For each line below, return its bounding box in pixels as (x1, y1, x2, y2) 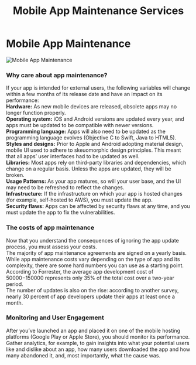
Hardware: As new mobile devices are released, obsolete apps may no (6, 103, 177, 110)
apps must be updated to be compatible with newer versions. (6, 122, 154, 129)
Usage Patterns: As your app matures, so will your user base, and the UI (6, 178, 181, 185)
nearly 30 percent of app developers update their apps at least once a (6, 293, 176, 300)
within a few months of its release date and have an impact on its (6, 91, 163, 98)
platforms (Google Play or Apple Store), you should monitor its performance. (6, 333, 190, 340)
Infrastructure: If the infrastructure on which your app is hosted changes (6, 190, 183, 197)
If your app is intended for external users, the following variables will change (6, 84, 191, 91)
